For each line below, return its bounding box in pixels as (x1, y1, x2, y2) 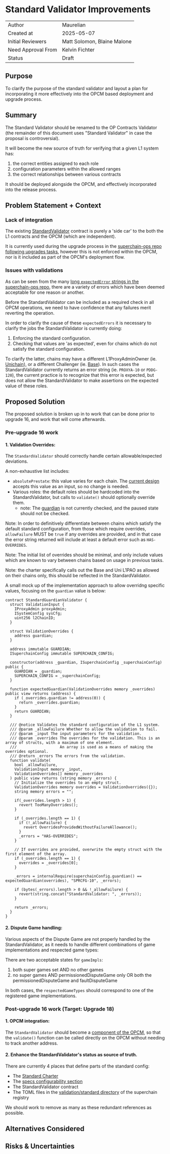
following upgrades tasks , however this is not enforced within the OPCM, (5, 248, 158, 255)
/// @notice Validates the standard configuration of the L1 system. (10, 722, 160, 727)
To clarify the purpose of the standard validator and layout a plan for (5, 85, 148, 91)
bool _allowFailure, (14, 763, 58, 768)
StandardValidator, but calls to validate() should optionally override (12, 494, 155, 500)
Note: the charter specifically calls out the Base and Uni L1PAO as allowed (5, 567, 159, 573)
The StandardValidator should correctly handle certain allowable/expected (5, 453, 162, 459)
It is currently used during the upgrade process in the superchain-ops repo (5, 243, 162, 249)
